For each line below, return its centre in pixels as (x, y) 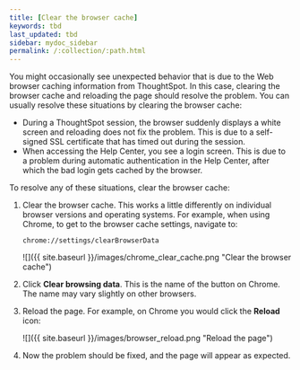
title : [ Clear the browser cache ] (74, 18)
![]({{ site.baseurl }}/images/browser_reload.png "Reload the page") (147, 339)
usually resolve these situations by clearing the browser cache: (126, 105)
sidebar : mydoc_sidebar (54, 43)
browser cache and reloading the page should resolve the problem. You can (149, 96)
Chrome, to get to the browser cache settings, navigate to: (130, 225)
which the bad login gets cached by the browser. (112, 171)
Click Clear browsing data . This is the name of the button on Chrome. (151, 285)
